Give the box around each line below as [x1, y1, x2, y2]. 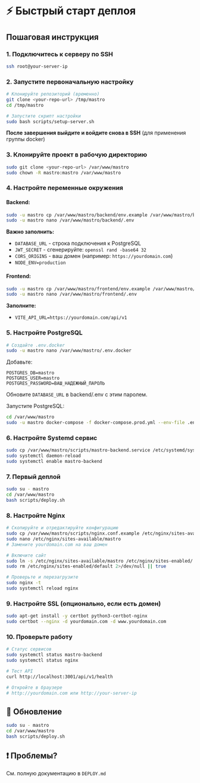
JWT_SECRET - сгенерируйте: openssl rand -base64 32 [14, 246, 147, 253]
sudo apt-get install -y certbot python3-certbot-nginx [6, 613, 148, 619]
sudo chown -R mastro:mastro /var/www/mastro [6, 170, 121, 176]
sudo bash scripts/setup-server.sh [6, 118, 95, 125]
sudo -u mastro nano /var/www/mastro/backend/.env [6, 217, 135, 223]
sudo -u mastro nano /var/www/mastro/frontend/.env [6, 291, 137, 297]
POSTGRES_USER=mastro [6, 375, 60, 382]
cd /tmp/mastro [6, 102, 44, 108]
